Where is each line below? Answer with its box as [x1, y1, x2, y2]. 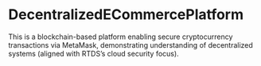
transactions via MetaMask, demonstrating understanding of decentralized [8, 40, 253, 49]
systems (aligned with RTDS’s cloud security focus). [8, 49, 179, 58]
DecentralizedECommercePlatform [8, 6, 244, 24]
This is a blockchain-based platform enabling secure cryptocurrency [8, 32, 233, 41]
